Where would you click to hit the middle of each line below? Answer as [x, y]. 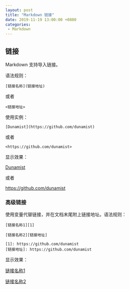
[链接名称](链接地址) [25, 86]
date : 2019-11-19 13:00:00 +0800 [41, 20]
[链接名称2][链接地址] [26, 235]
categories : [18, 24]
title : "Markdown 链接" [30, 15]
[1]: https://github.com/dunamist [42, 244]
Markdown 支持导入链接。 [33, 64]
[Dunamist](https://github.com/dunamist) [50, 127]
